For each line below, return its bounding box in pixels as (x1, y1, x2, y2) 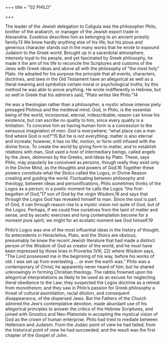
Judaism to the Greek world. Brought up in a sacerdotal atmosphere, (5, 50, 145, 56)
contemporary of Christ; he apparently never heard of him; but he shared (5, 264, 155, 270)
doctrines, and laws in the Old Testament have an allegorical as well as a (5, 76, 154, 82)
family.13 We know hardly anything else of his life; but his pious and (5, 39, 143, 45)
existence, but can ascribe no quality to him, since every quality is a (5, 117, 144, 123)
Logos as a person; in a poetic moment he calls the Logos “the (5, 186, 133, 191)
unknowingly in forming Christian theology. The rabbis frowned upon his (5, 269, 153, 275)
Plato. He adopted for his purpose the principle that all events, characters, (5, 71, 156, 76)
